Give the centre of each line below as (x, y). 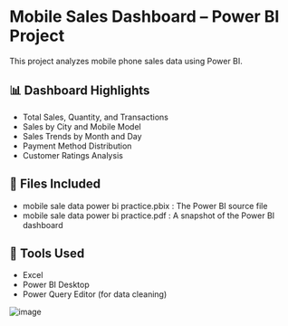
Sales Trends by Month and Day (82, 136)
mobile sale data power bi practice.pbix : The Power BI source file (145, 206)
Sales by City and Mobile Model (82, 126)
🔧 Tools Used (47, 253)
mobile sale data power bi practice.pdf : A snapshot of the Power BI (149, 216)
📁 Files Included (55, 184)
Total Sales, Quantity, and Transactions (96, 117)
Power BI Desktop (56, 285)
